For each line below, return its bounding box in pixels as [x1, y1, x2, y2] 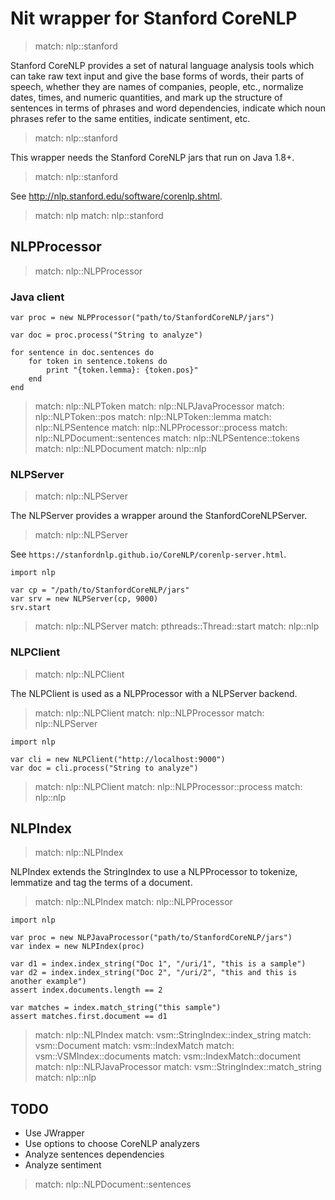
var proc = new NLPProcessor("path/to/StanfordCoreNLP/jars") [10, 313, 275, 323]
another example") [10, 977, 87, 987]
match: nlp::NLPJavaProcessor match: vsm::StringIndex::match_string [34, 1061, 322, 1073]
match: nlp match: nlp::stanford [34, 209, 164, 221]
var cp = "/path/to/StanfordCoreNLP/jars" [10, 585, 190, 596]
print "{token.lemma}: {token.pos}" [46, 365, 199, 376]
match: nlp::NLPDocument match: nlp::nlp [34, 443, 207, 455]
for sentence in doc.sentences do [10, 348, 155, 358]
